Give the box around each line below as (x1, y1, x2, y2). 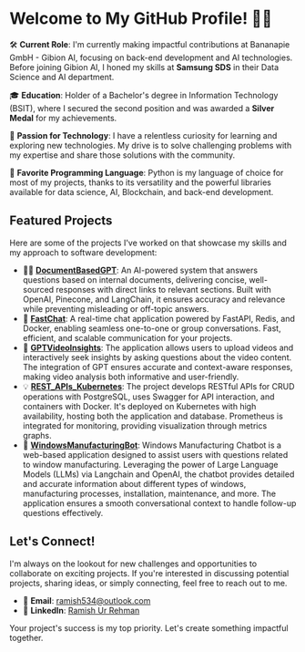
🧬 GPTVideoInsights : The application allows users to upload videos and (22, 342, 294, 353)
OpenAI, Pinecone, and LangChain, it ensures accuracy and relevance (22, 294, 286, 305)
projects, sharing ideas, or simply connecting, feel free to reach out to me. (9, 577, 288, 588)
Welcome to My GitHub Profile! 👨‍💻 (9, 8, 273, 29)
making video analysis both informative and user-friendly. (22, 371, 239, 382)
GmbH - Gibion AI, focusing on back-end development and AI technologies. (9, 52, 293, 63)
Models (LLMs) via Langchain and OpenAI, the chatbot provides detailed (22, 469, 295, 480)
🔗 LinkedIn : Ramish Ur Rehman (22, 605, 140, 616)
